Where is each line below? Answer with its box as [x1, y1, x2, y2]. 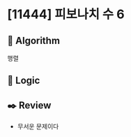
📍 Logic [7, 75, 40, 87]
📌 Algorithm [7, 34, 61, 46]
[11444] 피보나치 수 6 [7, 6, 125, 22]
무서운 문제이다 [17, 122, 59, 131]
